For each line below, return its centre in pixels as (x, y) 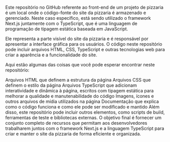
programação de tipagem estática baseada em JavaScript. (67, 29)
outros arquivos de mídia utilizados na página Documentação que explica (82, 101)
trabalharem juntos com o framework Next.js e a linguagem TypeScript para (85, 128)
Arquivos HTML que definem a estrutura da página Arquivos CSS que (78, 80)
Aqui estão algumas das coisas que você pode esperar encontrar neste (80, 65)
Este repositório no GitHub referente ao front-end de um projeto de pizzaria (84, 7)
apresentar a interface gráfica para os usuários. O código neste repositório (84, 44)
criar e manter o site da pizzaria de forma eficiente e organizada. (73, 134)
